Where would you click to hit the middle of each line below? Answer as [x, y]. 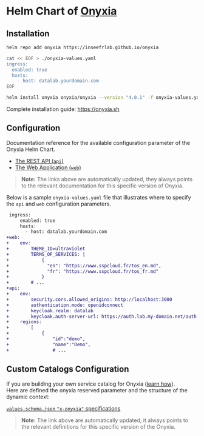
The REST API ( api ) [39, 161]
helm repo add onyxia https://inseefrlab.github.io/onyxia [83, 47]
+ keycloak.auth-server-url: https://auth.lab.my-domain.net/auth [102, 317]
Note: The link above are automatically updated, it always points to [105, 420]
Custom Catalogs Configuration [68, 369]
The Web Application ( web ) [48, 167]
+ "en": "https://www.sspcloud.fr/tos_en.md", [84, 266]
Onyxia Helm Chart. [31, 149]
